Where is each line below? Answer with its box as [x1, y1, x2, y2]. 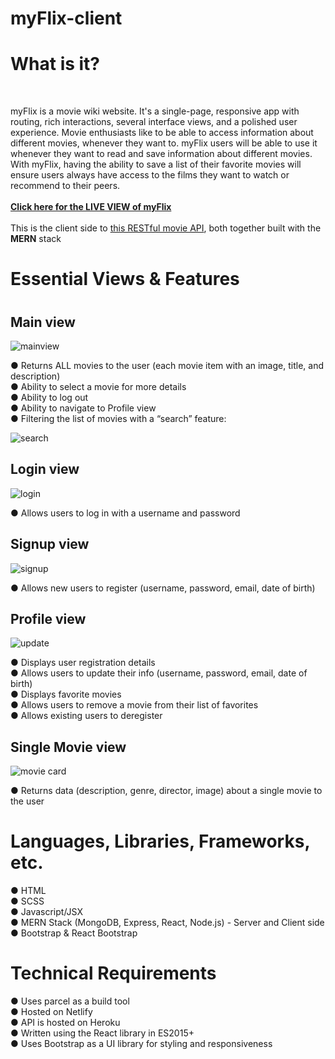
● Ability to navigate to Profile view [10, 402, 157, 414]
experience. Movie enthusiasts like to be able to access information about [10, 127, 314, 139]
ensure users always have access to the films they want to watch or [10, 169, 290, 181]
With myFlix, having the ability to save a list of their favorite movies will [10, 158, 302, 171]
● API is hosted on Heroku [10, 1017, 121, 1029]
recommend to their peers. [10, 180, 121, 192]
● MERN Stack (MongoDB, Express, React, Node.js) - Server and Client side [10, 917, 325, 929]
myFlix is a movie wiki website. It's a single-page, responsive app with [10, 105, 300, 117]
